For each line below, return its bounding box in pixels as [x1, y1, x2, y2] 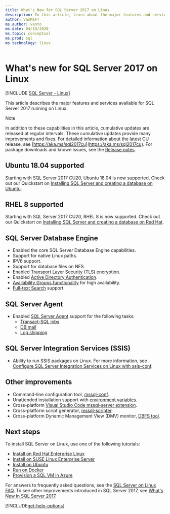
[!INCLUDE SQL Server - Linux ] [5, 90, 70, 96]
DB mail [20, 324, 36, 330]
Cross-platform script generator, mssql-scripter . [12, 407, 113, 413]
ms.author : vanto [5, 21, 42, 27]
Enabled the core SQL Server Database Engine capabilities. [12, 247, 137, 253]
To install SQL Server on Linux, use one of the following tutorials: [5, 441, 140, 447]
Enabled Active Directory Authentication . [12, 274, 98, 280]
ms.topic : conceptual [5, 31, 51, 36]
